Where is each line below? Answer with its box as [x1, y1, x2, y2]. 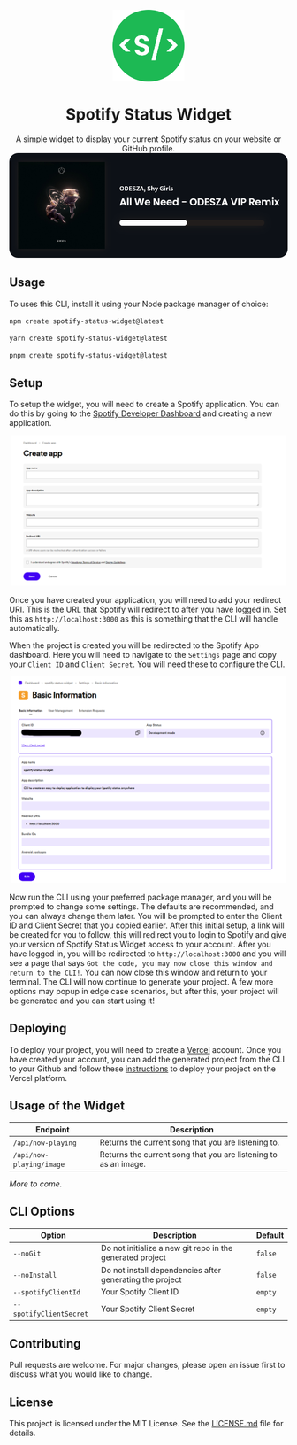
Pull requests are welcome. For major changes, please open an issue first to [9, 1360, 286, 1371]
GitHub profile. [122, 143, 175, 153]
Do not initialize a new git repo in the [101, 1243, 233, 1254]
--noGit [12, 1249, 42, 1258]
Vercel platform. [9, 1072, 68, 1083]
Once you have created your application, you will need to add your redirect [9, 595, 282, 606]
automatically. [9, 623, 60, 634]
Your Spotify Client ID [101, 1286, 179, 1297]
